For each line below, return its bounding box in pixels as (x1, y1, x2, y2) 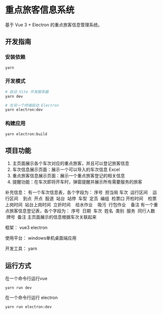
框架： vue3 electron (5, 225, 48, 231)
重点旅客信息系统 (5, 4, 75, 16)
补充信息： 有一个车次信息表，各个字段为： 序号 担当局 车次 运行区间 (5, 190, 148, 196)
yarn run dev (5, 285, 32, 290)
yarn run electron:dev (5, 305, 52, 310)
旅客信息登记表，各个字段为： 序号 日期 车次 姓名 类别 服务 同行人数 (9, 208, 156, 214)
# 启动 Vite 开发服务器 (5, 89, 49, 94)
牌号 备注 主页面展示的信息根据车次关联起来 (6, 214, 97, 220)
